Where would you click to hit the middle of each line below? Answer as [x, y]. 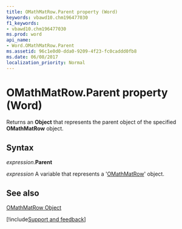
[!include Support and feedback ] [46, 219]
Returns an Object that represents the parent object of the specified [91, 122]
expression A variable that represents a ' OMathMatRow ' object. [86, 174]
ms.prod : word [24, 35]
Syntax [20, 148]
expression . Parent [29, 162]
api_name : [19, 40]
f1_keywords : [23, 23]
